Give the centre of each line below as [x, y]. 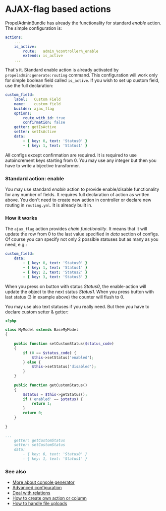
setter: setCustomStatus [40, 445]
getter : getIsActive [35, 127]
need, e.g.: [16, 245]
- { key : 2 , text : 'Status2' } [55, 272]
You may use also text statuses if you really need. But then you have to [77, 306]
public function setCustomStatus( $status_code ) [64, 344]
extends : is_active [43, 56]
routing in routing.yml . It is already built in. [49, 205]
